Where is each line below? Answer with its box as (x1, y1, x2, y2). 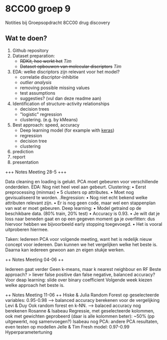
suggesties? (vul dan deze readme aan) (19, 95, 101, 101)
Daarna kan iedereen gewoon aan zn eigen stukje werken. (5, 246, 125, 253)
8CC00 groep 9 (5, 3, 71, 15)
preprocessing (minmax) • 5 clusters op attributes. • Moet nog (5, 189, 134, 195)
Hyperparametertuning (5, 329, 52, 335)
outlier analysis (19, 79, 51, 85)
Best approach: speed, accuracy (12, 122, 80, 128)
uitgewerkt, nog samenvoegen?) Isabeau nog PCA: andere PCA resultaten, (5, 318, 159, 324)
